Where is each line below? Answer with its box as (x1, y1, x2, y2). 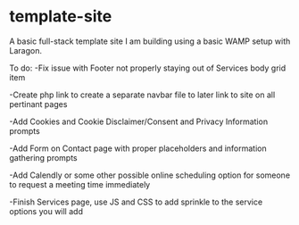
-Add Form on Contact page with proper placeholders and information (9, 143, 267, 154)
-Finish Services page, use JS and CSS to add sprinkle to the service (9, 196, 263, 207)
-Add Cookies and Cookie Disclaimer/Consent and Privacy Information (9, 116, 269, 127)
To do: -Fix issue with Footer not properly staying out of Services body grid (9, 62, 287, 73)
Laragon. (9, 45, 43, 55)
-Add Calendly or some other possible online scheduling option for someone (9, 170, 291, 180)
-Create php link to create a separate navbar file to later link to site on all (9, 89, 276, 100)
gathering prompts (9, 152, 78, 162)
